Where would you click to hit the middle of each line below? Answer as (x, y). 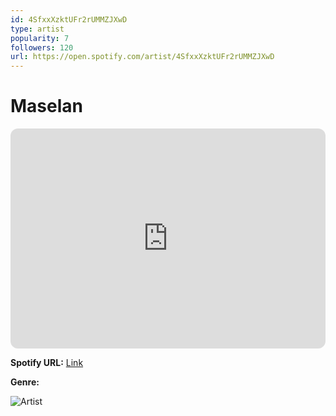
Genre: (25, 382)
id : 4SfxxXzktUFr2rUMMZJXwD (69, 19)
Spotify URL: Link (47, 363)
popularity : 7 (40, 38)
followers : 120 (42, 47)
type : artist (37, 29)
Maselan (46, 106)
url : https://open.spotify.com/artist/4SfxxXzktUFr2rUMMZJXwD (142, 57)
